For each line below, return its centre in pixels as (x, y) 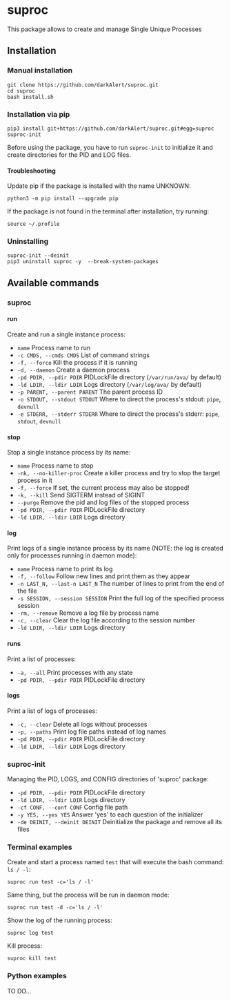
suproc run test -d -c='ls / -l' (55, 908)
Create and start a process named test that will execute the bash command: (115, 862)
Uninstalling (28, 242)
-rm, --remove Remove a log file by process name (88, 613)
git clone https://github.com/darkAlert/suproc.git (83, 85)
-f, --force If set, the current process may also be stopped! (103, 488)
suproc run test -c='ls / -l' (51, 882)
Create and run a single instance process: (67, 334)
